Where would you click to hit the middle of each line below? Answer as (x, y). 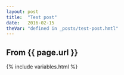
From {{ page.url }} (42, 52)
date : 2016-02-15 (30, 23)
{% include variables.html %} (42, 67)
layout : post (22, 12)
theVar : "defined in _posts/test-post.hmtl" (62, 28)
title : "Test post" (32, 17)
